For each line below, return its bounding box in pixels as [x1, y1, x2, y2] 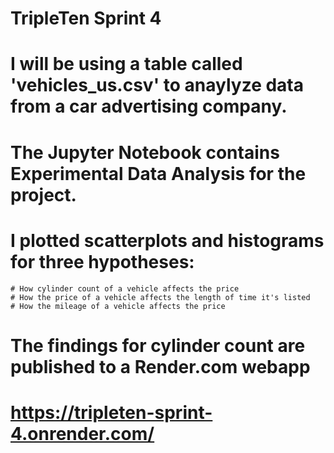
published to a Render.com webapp [10, 355, 311, 378]
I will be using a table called [10, 53, 243, 76]
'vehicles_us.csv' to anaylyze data [10, 74, 304, 97]
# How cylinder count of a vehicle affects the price [10, 283, 240, 294]
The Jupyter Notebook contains [10, 141, 280, 164]
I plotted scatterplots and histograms [10, 229, 325, 252]
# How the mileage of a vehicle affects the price [10, 301, 226, 311]
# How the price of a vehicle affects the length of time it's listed [10, 292, 311, 302]
